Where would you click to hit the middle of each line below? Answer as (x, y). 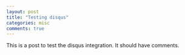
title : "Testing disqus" (37, 17)
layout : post (23, 12)
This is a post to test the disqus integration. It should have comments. (93, 45)
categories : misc (28, 23)
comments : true (25, 28)
